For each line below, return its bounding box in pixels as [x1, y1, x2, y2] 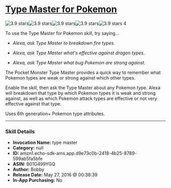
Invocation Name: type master [12, 139, 78, 145]
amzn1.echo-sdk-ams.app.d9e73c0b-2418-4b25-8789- [20, 151, 137, 157]
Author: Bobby [12, 166, 45, 173]
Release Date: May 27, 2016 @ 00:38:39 [12, 172, 98, 178]
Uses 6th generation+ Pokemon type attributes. [5, 110, 105, 117]
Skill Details [5, 128, 35, 135]
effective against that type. [5, 100, 62, 107]
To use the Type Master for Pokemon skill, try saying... [5, 30, 120, 36]
